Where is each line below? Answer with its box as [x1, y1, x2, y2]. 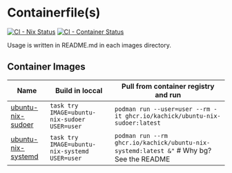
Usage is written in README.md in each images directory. [7, 41, 171, 49]
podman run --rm [115, 132, 168, 139]
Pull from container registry [122, 81, 215, 91]
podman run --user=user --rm [115, 105, 211, 113]
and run [155, 90, 182, 99]
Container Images [7, 61, 86, 73]
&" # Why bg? [167, 145, 212, 155]
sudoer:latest [115, 119, 161, 127]
